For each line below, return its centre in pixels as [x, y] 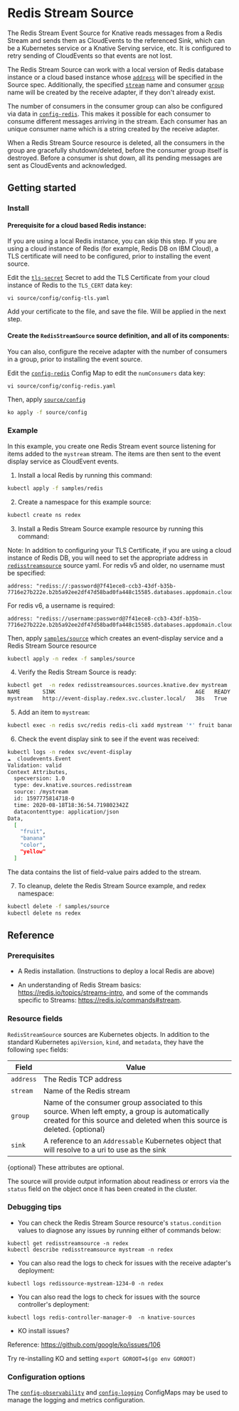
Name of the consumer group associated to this [123, 1103]
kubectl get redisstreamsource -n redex [68, 1243]
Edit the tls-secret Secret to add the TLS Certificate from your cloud [108, 278]
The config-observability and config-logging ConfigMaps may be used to [118, 1392]
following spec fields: [38, 1049]
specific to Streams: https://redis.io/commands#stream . [100, 1000]
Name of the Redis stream [87, 1090]
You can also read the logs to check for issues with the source [109, 1297]
